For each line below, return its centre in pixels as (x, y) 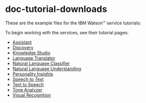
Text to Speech (28, 84)
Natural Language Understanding (47, 69)
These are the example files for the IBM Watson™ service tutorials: (73, 23)
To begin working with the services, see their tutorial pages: (67, 32)
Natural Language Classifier (41, 63)
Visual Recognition (31, 95)
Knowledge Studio (31, 53)
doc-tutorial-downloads (56, 9)
